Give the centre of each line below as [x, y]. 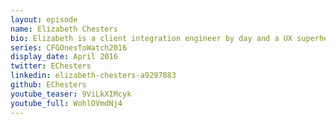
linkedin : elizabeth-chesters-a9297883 [93, 76]
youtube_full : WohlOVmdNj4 [66, 103]
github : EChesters [48, 85]
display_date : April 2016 [64, 57]
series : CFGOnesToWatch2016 [69, 47]
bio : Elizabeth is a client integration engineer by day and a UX [151, 38]
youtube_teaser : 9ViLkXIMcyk [71, 94]
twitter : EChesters [51, 66]
